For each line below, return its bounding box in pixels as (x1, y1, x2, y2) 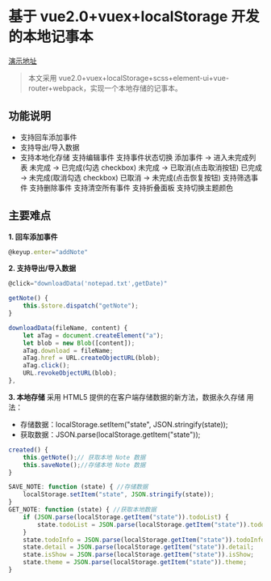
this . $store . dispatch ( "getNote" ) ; (23, 302, 139, 310)
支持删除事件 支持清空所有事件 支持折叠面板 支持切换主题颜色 (29, 183, 234, 193)
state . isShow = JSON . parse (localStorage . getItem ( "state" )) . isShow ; (23, 551, 254, 559)
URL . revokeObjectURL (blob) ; (23, 369, 117, 377)
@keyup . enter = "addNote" (8, 248, 89, 256)
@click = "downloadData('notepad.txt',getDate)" (8, 280, 168, 288)
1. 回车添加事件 (8, 231, 58, 241)
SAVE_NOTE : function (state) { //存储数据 (8, 483, 148, 491)
